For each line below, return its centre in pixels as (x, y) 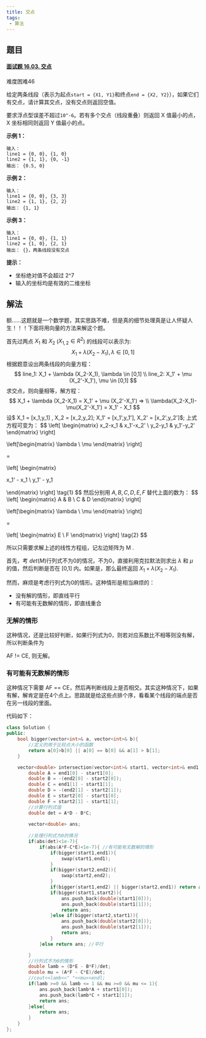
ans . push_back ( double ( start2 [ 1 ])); (106, 927)
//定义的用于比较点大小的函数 (61, 745)
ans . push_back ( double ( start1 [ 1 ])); (106, 904)
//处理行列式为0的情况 (53, 836)
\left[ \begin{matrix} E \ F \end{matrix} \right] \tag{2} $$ (77, 535)
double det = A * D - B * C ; (60, 813)
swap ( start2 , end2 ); (86, 876)
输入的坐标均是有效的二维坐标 (53, 283)
